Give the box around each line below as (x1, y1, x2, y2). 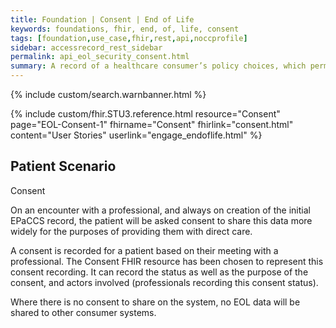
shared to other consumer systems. (10, 306, 157, 318)
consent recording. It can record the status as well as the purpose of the (10, 266, 309, 278)
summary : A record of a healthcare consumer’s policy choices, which (10, 61, 307, 71)
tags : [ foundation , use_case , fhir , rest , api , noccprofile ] (10, 33, 248, 43)
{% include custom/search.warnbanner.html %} (10, 89, 207, 100)
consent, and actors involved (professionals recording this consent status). (10, 276, 319, 288)
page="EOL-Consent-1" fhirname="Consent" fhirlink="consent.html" (10, 119, 294, 130)
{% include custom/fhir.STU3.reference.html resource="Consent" (10, 108, 281, 120)
